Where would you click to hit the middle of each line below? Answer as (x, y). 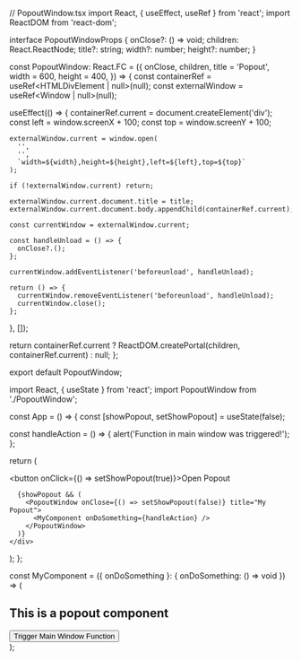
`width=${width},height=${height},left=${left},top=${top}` (132, 162)
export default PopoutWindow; (66, 372)
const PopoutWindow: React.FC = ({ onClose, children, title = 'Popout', (140, 67)
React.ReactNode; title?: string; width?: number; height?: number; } (133, 49)
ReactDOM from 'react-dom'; (63, 22)
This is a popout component (89, 613)
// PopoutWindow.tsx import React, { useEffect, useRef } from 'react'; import (150, 13)
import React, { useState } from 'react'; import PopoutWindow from (133, 390)
